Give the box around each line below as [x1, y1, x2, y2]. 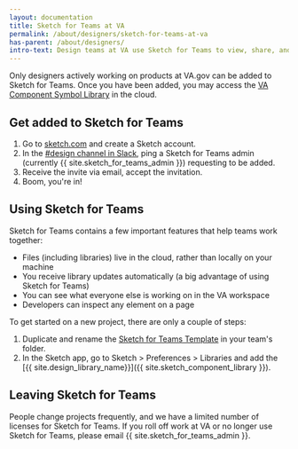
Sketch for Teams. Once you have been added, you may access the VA [9, 80, 269, 91]
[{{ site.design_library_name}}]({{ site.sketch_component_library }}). [21, 361, 271, 373]
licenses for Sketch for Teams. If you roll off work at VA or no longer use [9, 421, 273, 431]
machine [21, 261, 55, 272]
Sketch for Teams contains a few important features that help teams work [9, 225, 278, 236]
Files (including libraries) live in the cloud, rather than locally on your [21, 252, 272, 263]
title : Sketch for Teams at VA [9, 21, 125, 30]
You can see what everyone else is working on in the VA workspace [21, 289, 271, 300]
